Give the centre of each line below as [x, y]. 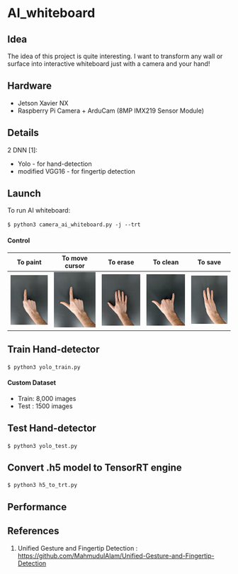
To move [75, 258]
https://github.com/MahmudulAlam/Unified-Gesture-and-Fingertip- [116, 556]
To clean [166, 262]
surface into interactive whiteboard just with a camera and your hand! [109, 64]
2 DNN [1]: [22, 150]
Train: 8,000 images [47, 398]
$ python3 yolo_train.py [44, 367]
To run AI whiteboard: [39, 210]
